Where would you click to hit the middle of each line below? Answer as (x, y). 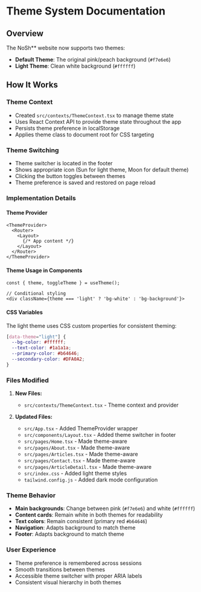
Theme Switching (33, 150)
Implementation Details (41, 198)
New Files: (28, 393)
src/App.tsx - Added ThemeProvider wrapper (81, 428)
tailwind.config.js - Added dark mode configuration (91, 480)
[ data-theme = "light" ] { (36, 337)
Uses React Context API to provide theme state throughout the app (98, 121)
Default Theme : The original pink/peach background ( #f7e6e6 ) (93, 59)
